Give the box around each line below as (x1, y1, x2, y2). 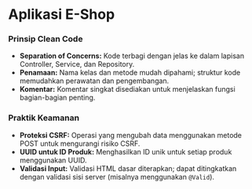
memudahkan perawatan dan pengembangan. (19, 76, 170, 85)
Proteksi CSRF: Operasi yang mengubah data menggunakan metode (19, 130, 242, 140)
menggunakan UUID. (19, 155, 87, 165)
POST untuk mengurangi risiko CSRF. (19, 139, 141, 148)
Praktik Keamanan (8, 112, 80, 123)
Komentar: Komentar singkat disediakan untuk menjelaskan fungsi (19, 85, 236, 94)
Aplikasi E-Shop (8, 5, 115, 24)
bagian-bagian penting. (19, 93, 96, 103)
